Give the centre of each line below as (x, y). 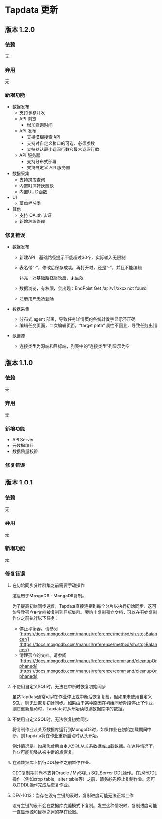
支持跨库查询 (32, 180)
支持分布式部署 (42, 162)
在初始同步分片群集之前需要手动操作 (48, 585)
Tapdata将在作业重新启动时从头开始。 (63, 735)
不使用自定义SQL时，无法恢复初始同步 (50, 719)
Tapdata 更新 (32, 10)
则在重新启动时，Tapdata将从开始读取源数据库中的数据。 (69, 708)
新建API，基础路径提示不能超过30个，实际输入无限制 (72, 257)
